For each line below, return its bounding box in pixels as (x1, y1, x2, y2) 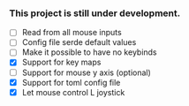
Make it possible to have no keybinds (21, 47, 157, 57)
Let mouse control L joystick (21, 87, 125, 97)
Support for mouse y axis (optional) (21, 67, 152, 78)
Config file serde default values (21, 37, 137, 48)
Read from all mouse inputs (21, 27, 122, 38)
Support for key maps (21, 57, 102, 68)
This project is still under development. (9, 7, 181, 19)
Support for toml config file (21, 77, 121, 87)
